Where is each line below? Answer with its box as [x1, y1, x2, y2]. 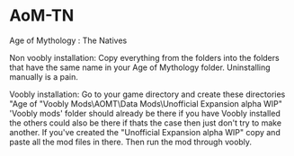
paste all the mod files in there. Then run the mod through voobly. [9, 136, 253, 147]
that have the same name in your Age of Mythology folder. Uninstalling [9, 62, 272, 73]
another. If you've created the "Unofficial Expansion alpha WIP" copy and [9, 126, 281, 137]
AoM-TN [9, 5, 75, 26]
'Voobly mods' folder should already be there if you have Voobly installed [9, 108, 281, 118]
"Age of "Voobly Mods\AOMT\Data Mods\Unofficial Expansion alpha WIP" [9, 98, 283, 108]
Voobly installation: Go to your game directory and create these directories [9, 89, 286, 100]
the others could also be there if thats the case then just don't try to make [9, 117, 281, 128]
